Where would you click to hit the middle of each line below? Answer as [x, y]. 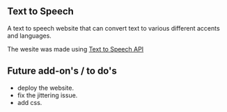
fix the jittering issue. [47, 95]
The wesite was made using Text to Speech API [76, 49]
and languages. [30, 35]
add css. [30, 102]
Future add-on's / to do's [62, 71]
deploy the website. [46, 88]
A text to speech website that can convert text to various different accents [114, 28]
